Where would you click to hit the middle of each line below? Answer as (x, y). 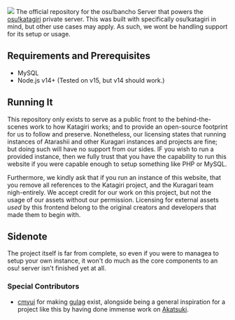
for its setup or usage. (39, 34)
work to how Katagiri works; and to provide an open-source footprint (129, 127)
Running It (30, 103)
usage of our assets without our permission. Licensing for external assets (113, 200)
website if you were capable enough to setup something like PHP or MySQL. (117, 164)
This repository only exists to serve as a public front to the (91, 119)
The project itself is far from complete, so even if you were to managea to (113, 253)
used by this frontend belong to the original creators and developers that (112, 207)
